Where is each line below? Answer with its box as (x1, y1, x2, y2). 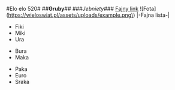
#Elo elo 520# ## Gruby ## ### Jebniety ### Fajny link (6, 5, 139, 12)
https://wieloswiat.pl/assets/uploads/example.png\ (8, 11, 134, 19)
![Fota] (140, 5, 156, 12)
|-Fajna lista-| (136, 11, 170, 19)
